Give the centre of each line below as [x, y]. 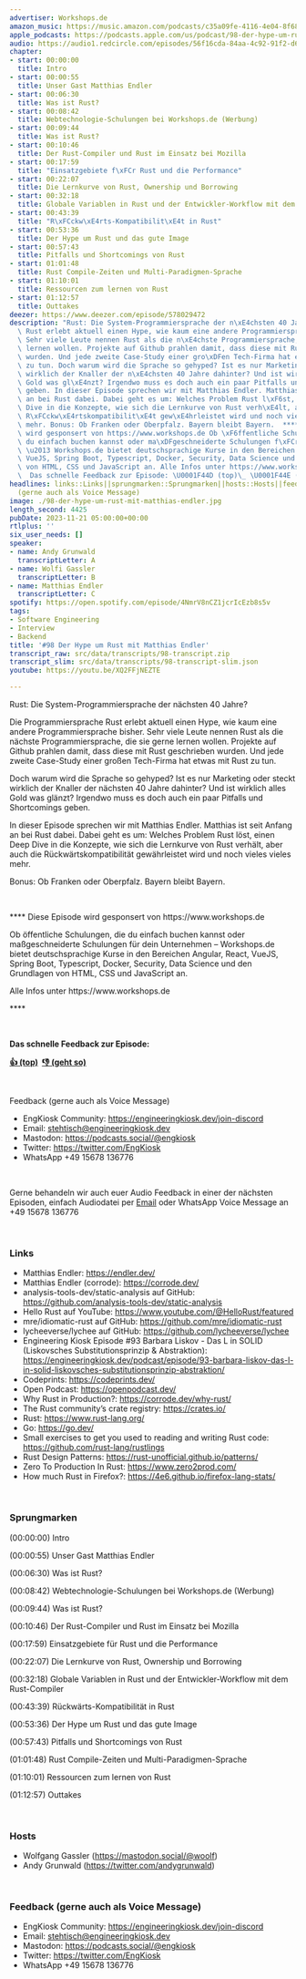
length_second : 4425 [49, 510]
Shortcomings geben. [50, 807]
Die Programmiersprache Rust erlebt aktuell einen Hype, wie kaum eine [143, 722]
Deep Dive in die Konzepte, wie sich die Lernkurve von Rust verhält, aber [146, 845]
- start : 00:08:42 [44, 111]
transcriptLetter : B [56, 577]
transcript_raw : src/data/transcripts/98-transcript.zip [120, 654]
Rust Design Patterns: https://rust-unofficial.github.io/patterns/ [140, 1457]
